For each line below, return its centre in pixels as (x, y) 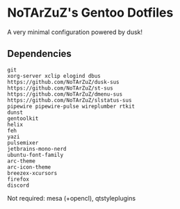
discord (18, 185)
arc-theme (22, 161)
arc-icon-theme (29, 167)
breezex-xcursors (32, 173)
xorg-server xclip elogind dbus (54, 76)
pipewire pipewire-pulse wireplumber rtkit (71, 106)
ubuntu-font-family (35, 155)
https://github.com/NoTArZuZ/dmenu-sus (65, 94)
